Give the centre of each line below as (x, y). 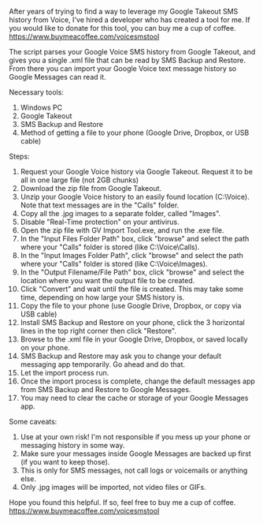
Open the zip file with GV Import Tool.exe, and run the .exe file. (122, 230)
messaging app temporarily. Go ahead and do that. (103, 364)
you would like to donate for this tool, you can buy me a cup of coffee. (122, 28)
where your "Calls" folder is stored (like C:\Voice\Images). (114, 264)
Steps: (19, 156)
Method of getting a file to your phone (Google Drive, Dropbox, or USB (135, 133)
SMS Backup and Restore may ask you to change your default (120, 356)
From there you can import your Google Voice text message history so (123, 69)
